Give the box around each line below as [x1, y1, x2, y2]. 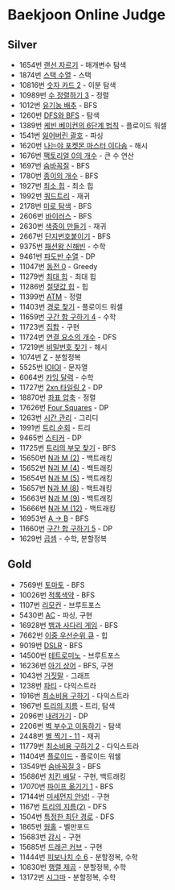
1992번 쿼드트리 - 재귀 [18, 191, 90, 201]
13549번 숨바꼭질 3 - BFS [18, 761, 101, 771]
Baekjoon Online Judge [7, 6, 166, 24]
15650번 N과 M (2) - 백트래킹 [18, 453, 113, 463]
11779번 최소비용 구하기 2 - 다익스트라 [18, 741, 140, 751]
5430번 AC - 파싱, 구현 [18, 610, 93, 620]
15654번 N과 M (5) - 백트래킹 [18, 473, 113, 483]
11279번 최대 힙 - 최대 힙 [18, 272, 97, 281]
